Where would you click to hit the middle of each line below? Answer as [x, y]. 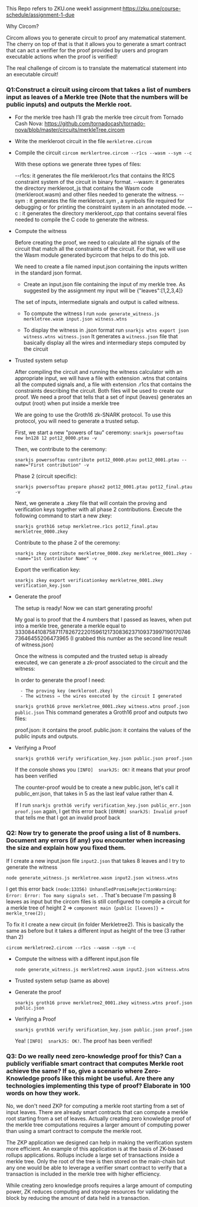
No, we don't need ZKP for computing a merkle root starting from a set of [95, 1106]
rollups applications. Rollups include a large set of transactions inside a [92, 1155]
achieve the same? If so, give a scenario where [74, 1071]
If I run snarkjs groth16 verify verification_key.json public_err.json [103, 805]
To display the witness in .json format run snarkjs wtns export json [106, 330]
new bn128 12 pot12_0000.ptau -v [56, 438]
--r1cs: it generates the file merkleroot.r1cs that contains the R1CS [95, 176]
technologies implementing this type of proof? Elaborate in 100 [98, 1086]
